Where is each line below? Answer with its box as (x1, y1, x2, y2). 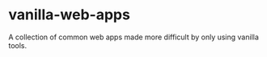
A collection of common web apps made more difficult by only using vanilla (8, 32, 259, 42)
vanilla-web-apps (8, 6, 131, 24)
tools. (8, 40, 28, 50)
